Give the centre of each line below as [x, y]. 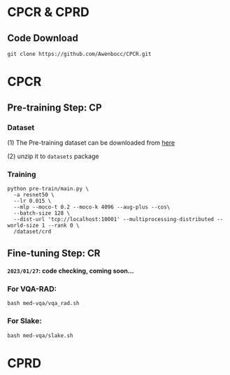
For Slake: [24, 321]
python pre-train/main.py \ [48, 189]
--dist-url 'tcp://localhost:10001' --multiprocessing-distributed [114, 220]
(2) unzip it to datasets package [53, 156]
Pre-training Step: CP [55, 107]
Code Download [43, 38]
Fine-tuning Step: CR [54, 253]
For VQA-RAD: [32, 289]
